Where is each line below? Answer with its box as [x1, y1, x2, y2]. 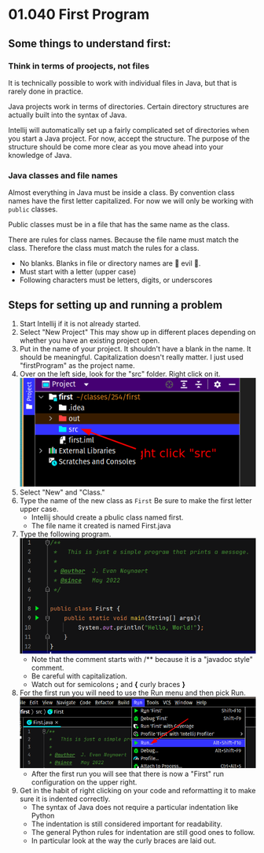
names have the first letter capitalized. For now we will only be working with [8, 197, 254, 206]
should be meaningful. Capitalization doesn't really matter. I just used [19, 352, 244, 362]
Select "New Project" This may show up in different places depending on [19, 327, 256, 336]
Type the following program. [19, 529, 112, 539]
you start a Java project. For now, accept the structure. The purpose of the [8, 134, 250, 143]
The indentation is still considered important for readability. [31, 819, 222, 829]
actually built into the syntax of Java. [8, 110, 127, 119]
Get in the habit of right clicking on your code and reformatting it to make [19, 786, 256, 796]
